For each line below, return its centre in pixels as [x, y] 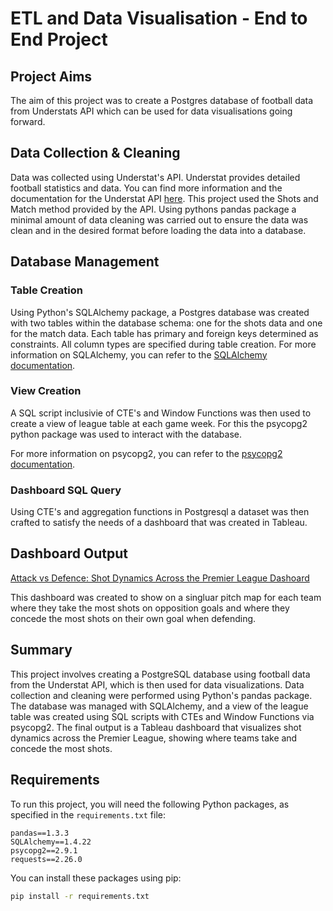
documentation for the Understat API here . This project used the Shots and [164, 198]
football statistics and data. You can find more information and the [146, 188]
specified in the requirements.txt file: [88, 814]
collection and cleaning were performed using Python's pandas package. [161, 695]
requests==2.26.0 [46, 859]
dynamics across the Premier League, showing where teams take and [154, 738]
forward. [28, 121]
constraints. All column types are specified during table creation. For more [163, 344]
